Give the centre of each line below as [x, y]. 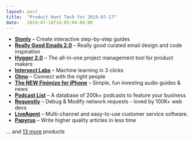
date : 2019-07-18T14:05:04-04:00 [50, 22]
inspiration [27, 52]
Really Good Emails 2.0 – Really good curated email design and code [98, 45]
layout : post [22, 11]
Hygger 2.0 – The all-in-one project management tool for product [94, 58]
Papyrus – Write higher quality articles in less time [75, 120]
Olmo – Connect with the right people [60, 76]
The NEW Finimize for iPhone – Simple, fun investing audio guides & [97, 83]
